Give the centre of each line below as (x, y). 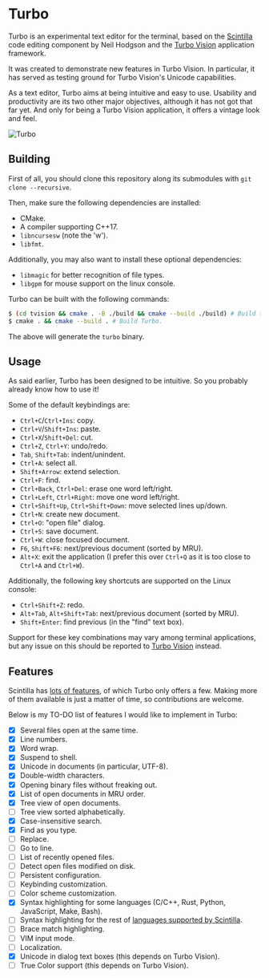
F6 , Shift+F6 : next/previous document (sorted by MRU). (112, 548)
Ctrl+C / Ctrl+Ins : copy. (58, 420)
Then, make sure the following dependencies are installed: (105, 202)
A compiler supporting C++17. (69, 226)
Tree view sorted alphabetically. (72, 812)
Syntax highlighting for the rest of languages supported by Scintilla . (131, 920)
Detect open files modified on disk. (78, 866)
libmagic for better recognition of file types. (92, 274)
